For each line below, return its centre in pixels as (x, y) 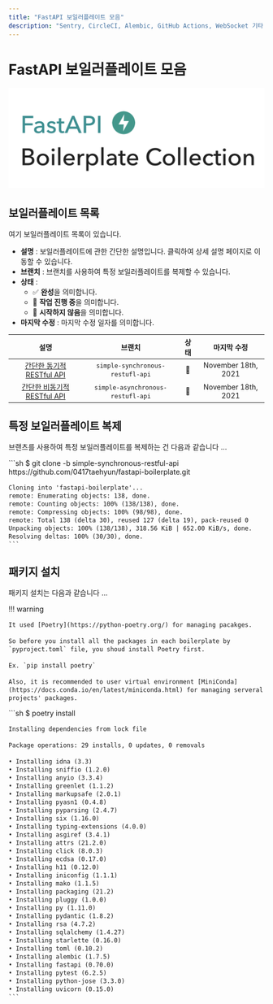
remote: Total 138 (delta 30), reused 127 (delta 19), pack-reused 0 (129, 520)
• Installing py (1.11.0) (52, 908)
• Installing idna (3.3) (50, 762)
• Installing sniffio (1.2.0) (60, 770)
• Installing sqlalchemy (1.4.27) (67, 932)
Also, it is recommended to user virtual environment (102, 682)
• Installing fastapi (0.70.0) (61, 965)
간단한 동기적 (45, 365)
